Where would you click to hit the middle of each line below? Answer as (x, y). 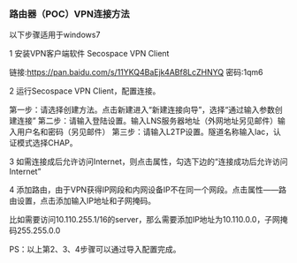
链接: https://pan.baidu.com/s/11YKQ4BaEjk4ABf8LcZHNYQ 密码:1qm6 (136, 72)
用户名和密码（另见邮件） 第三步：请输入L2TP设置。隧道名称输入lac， (145, 132)
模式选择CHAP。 (47, 143)
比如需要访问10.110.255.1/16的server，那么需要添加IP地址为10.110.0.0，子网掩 (148, 220)
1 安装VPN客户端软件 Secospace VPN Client (89, 54)
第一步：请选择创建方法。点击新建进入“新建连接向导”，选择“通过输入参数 (142, 110)
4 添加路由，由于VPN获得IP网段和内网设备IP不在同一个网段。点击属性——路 (148, 190)
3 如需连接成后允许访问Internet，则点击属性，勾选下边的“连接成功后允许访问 (148, 162)
